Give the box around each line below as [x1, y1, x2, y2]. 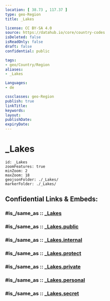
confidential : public [5, 48, 50, 54]
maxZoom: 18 [5, 173, 30, 178]
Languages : [5, 81, 28, 86]
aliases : [5, 67, 23, 72]
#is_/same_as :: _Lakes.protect [5, 250, 82, 257]
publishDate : [5, 117, 32, 122]
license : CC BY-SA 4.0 [5, 25, 52, 30]
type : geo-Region [5, 12, 41, 17]
